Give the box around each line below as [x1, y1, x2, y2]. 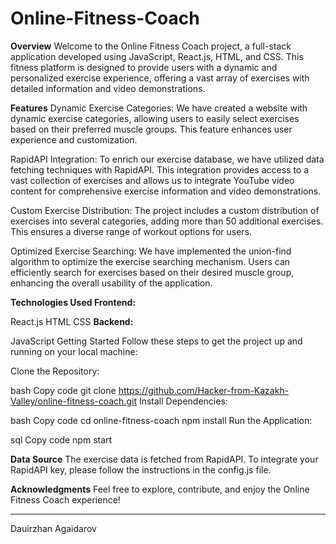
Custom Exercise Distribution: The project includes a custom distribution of [10, 204, 320, 216]
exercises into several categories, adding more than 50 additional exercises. [10, 215, 324, 227]
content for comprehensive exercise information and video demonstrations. [10, 185, 322, 197]
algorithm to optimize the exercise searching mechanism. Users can [10, 255, 291, 267]
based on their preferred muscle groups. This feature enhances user [10, 123, 293, 135]
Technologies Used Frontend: [10, 296, 137, 308]
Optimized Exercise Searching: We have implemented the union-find [10, 245, 292, 257]
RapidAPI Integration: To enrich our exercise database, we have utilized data [10, 153, 325, 165]
